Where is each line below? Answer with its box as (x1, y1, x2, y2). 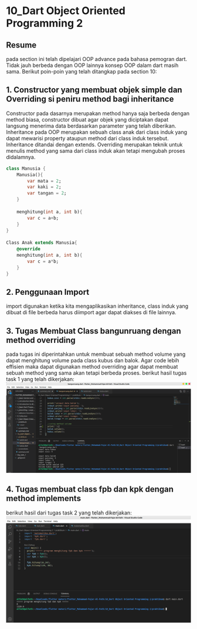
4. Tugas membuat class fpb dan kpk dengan (6, 485, 174, 495)
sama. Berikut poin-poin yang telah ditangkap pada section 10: (6, 68, 157, 75)
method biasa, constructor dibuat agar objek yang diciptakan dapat (6, 116, 169, 123)
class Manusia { (6, 166, 46, 171)
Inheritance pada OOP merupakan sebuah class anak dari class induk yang (6, 128, 188, 136)
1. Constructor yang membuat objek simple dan (6, 85, 183, 95)
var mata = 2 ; (27, 178, 62, 184)
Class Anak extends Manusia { (6, 240, 77, 246)
